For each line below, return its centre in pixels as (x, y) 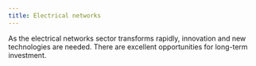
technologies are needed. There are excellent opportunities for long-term (128, 47)
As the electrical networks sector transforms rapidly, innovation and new (127, 38)
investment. (27, 55)
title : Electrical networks (55, 16)
